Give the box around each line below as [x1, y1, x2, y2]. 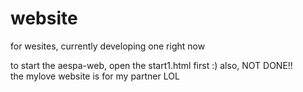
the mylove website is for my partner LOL [10, 70, 180, 82]
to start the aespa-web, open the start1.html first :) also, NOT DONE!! [10, 59, 293, 71]
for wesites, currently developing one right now [10, 40, 206, 52]
